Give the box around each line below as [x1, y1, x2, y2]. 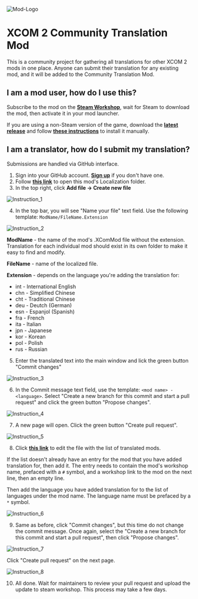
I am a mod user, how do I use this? [6, 88, 137, 98]
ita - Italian [15, 320, 42, 327]
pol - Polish [15, 339, 43, 346]
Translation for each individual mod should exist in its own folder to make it [6, 242, 188, 249]
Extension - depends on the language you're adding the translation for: [6, 271, 180, 278]
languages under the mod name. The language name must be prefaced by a [6, 492, 191, 499]
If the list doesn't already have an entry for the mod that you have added [6, 456, 182, 463]
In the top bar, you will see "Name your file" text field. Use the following [15, 207, 189, 214]
